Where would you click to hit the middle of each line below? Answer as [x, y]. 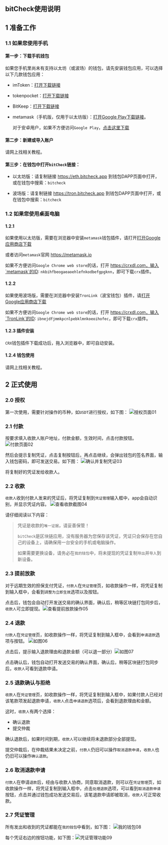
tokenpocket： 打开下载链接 [40, 95]
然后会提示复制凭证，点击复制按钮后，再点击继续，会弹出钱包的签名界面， [82, 455]
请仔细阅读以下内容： [27, 515]
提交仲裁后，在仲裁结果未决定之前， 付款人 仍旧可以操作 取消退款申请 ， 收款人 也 [82, 750]
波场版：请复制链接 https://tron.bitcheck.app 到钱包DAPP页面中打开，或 [87, 193]
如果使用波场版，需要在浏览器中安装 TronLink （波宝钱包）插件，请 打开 [78, 295]
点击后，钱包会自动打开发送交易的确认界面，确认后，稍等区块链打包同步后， [84, 602]
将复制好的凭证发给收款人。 [34, 472]
